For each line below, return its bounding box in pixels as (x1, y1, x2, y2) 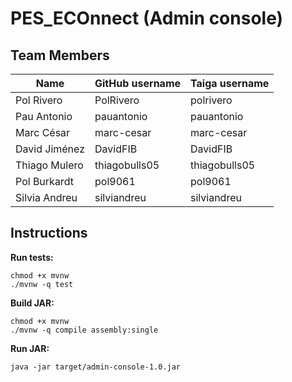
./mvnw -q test (10, 279, 74, 289)
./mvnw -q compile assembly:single (10, 325, 159, 335)
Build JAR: (10, 297, 55, 309)
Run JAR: (10, 342, 50, 354)
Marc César (15, 126, 71, 139)
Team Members (10, 47, 110, 64)
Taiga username (190, 77, 270, 90)
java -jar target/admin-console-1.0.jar (10, 362, 182, 372)
